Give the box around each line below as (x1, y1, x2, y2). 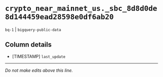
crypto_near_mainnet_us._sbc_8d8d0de (5, 4, 158, 13)
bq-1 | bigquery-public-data (5, 26, 62, 32)
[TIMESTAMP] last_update (12, 53, 65, 59)
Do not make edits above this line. (5, 67, 73, 73)
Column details (5, 41, 52, 49)
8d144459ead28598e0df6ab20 (5, 13, 114, 22)
